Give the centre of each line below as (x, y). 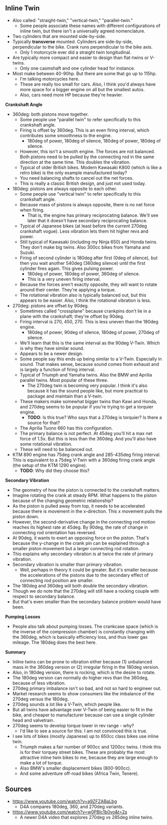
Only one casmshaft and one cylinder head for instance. (78, 68)
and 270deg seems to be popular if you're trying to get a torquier (86, 406)
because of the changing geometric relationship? (63, 501)
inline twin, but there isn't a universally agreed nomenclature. (83, 31)
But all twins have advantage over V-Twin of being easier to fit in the (83, 709)
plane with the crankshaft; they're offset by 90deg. (72, 316)
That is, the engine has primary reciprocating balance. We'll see (93, 215)
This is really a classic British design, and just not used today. (83, 183)
